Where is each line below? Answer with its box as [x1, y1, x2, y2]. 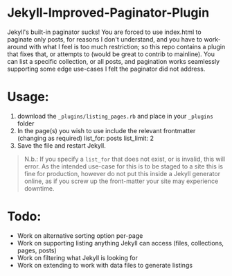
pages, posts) [17, 246, 57, 255]
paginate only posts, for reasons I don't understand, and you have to [7, 35, 203, 43]
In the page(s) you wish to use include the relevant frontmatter [17, 126, 196, 135]
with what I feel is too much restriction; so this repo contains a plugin [28, 42, 226, 51]
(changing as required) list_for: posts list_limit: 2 [17, 134, 154, 142]
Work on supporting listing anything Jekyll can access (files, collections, [17, 239, 224, 247]
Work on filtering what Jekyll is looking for [17, 253, 139, 261]
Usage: [7, 89, 50, 105]
